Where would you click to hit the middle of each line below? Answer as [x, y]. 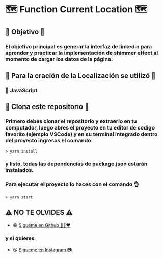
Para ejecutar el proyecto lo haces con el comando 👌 [72, 184]
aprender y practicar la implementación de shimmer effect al [82, 53]
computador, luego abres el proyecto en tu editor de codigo [80, 128]
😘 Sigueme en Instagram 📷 [42, 250]
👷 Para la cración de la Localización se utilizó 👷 [81, 76]
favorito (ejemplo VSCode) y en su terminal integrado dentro [81, 134]
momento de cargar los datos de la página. [59, 59]
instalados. [20, 170]
